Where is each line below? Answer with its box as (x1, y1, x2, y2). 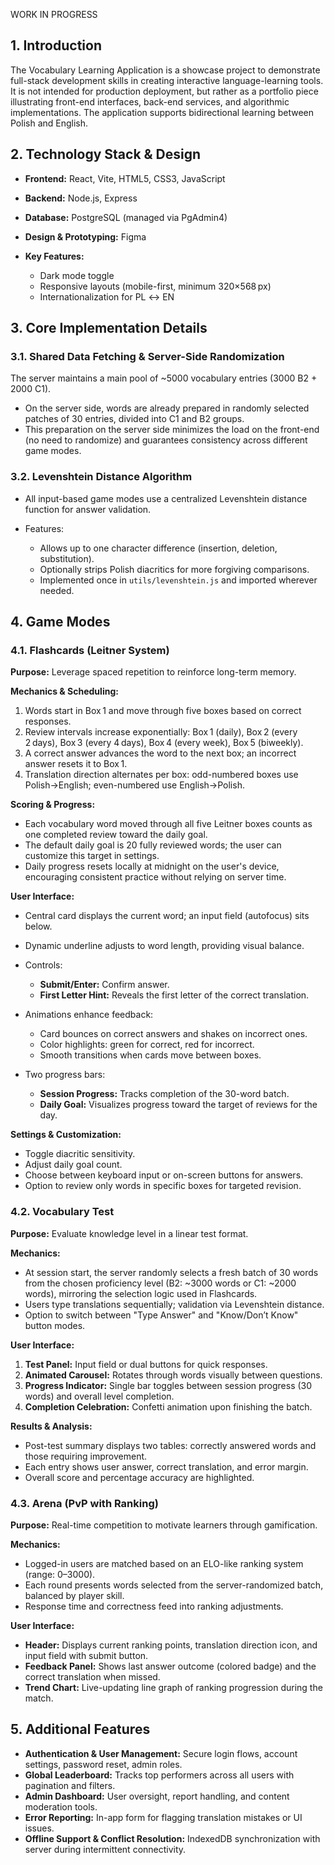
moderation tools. (24, 1800, 98, 1813)
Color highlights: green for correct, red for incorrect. (39, 1039, 255, 1051)
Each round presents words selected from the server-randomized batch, (24, 1579, 324, 1591)
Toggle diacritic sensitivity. (24, 1148, 136, 1160)
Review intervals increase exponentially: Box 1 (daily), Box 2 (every (24, 726, 298, 738)
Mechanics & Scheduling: (10, 685, 119, 698)
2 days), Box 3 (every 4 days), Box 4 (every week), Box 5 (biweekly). (24, 737, 304, 749)
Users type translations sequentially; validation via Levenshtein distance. (24, 1298, 325, 1310)
